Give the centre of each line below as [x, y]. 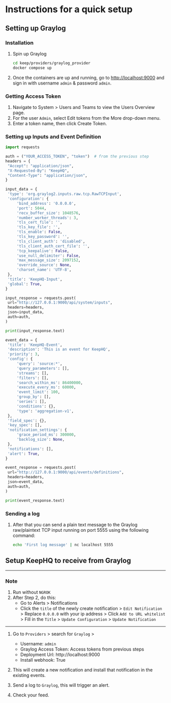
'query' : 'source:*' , [39, 364]
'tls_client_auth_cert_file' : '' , [53, 246]
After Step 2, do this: [34, 598]
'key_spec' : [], [25, 425]
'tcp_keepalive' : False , [43, 251]
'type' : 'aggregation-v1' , [45, 411]
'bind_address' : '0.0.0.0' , [46, 203]
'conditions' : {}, [36, 406]
